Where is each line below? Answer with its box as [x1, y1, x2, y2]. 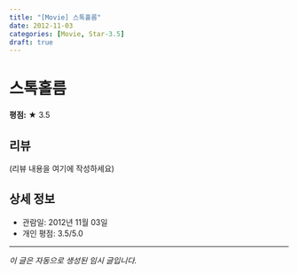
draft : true [9, 37, 53, 47]
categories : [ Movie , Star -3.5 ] [9, 29, 125, 38]
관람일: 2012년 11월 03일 [21, 216, 108, 227]
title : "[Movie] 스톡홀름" [9, 12, 102, 22]
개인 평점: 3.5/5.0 [21, 228, 84, 238]
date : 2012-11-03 [9, 21, 74, 30]
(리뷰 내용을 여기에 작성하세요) [9, 163, 115, 174]
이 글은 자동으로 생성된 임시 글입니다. [9, 254, 137, 266]
